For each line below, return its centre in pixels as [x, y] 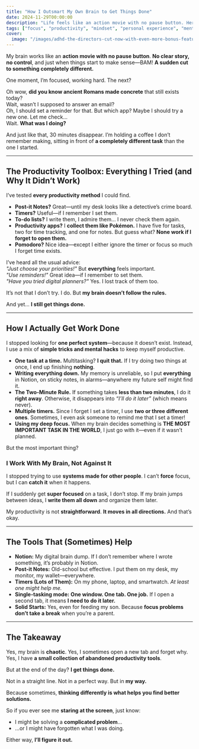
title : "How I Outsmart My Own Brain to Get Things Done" [79, 12]
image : [20, 39]
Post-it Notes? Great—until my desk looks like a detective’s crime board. [103, 207]
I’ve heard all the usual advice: [43, 262]
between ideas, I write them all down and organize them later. [82, 500]
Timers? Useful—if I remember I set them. [66, 213]
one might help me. [38, 588]
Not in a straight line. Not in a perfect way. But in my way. [76, 681]
